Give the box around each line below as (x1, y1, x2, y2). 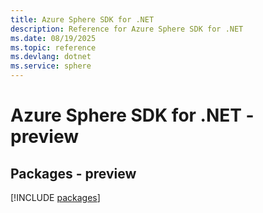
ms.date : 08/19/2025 (10, 33, 97, 43)
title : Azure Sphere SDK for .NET (10, 14, 155, 25)
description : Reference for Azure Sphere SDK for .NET (10, 24, 244, 34)
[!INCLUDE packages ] (10, 192, 101, 203)
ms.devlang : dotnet (10, 52, 92, 62)
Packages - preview (10, 165, 137, 182)
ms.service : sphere (10, 61, 92, 71)
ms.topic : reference (10, 42, 97, 53)
